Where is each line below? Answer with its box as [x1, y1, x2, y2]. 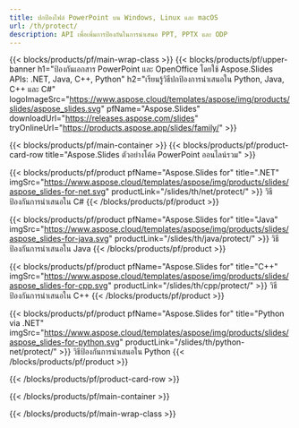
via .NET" [9, 318, 45, 329]
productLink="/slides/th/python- [124, 337, 245, 347]
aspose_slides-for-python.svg [9, 337, 120, 347]
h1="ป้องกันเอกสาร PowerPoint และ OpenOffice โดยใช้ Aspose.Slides [37, 64, 274, 74]
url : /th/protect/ [9, 21, 78, 30]
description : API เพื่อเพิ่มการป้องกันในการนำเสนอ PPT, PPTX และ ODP [9, 30, 228, 39]
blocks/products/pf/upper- [189, 55, 288, 65]
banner [9, 64, 36, 74]
